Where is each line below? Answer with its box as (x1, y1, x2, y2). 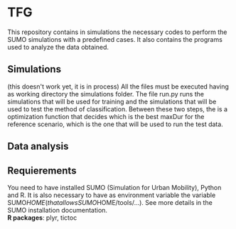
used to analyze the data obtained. (7, 43, 109, 51)
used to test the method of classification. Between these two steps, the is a (7, 104, 228, 113)
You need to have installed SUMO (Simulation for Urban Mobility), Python (7, 183, 222, 191)
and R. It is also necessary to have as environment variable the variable (7, 191, 216, 199)
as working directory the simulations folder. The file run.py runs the (7, 89, 205, 98)
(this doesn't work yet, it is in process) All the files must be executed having (7, 82, 230, 91)
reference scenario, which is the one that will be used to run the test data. (7, 120, 224, 128)
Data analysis (7, 140, 69, 152)
